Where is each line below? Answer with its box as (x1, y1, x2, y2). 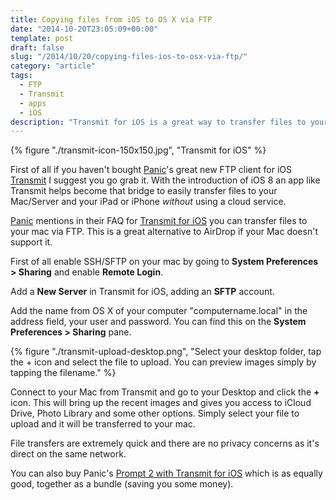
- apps (19, 98, 47, 108)
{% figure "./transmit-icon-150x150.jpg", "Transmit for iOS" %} (10, 144, 267, 156)
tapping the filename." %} (10, 367, 117, 379)
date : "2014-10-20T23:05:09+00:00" (10, 24, 159, 34)
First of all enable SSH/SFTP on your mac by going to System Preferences (10, 256, 319, 268)
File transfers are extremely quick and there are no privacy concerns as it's (10, 437, 320, 450)
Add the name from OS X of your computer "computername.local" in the (10, 305, 308, 317)
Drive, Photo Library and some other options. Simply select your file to (10, 407, 300, 420)
